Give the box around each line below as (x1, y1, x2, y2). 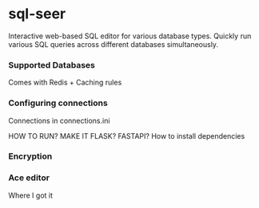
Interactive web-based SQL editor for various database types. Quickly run (8, 31, 252, 41)
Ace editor (8, 172, 50, 183)
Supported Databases (8, 59, 96, 70)
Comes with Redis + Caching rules (8, 77, 122, 88)
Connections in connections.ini (8, 116, 110, 125)
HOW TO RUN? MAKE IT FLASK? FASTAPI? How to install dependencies (8, 131, 245, 140)
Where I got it (8, 190, 54, 200)
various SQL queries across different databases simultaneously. (8, 39, 218, 49)
